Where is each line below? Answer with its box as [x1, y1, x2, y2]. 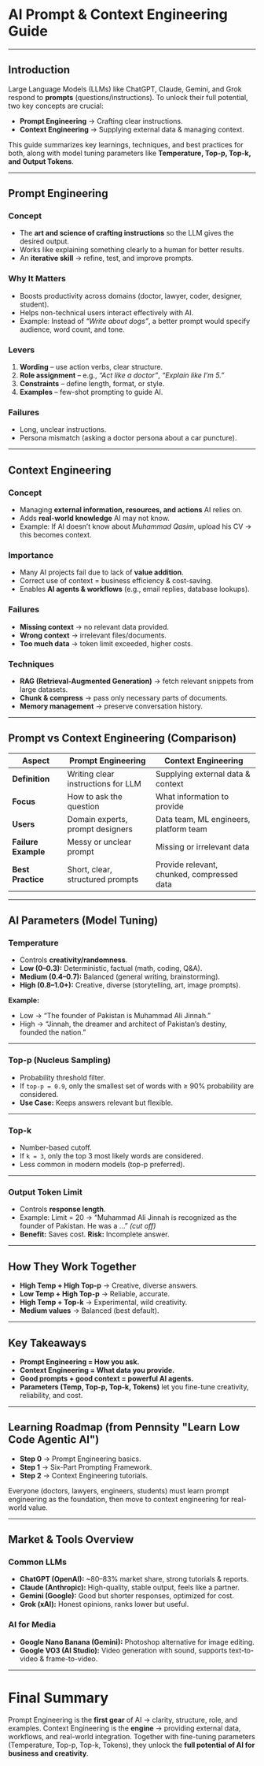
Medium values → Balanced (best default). [19, 1306, 159, 1315]
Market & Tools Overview [8, 1533, 134, 1546]
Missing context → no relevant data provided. [19, 622, 170, 631]
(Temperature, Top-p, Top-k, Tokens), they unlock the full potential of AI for [8, 1740, 255, 1749]
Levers [8, 344, 35, 355]
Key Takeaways [8, 1336, 87, 1349]
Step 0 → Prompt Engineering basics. [19, 1454, 141, 1463]
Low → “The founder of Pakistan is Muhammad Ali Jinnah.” [19, 1011, 211, 1021]
